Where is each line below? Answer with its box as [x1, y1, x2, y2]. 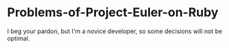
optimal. [7, 34, 30, 42]
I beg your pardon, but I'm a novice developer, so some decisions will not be [7, 27, 223, 35]
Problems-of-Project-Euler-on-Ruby [7, 5, 219, 20]
